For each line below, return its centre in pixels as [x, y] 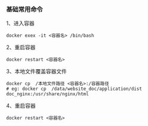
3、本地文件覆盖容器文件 [37, 72]
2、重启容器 [21, 47]
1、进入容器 [20, 23]
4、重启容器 [21, 106]
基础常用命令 [25, 9]
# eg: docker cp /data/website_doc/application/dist [74, 89]
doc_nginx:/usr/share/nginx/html [48, 94]
